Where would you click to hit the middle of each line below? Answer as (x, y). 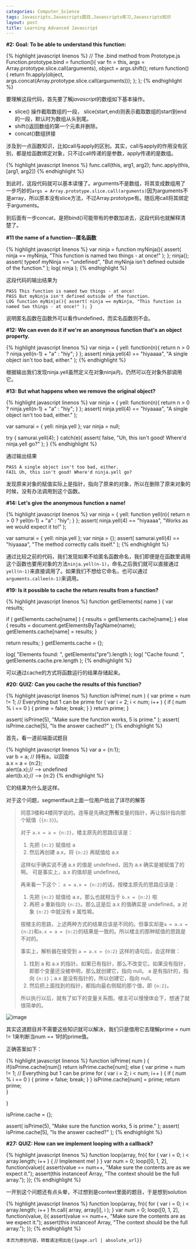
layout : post (22, 22)
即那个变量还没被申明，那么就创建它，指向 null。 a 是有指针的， (106, 971)
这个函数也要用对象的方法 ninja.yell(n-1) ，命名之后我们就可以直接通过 (92, 564)
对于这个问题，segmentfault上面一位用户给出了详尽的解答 (76, 800)
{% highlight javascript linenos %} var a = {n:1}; (63, 750)
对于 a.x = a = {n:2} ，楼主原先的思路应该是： (77, 833)
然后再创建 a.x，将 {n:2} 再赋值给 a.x (74, 852)
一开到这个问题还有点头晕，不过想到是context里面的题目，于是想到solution (97, 1192)
